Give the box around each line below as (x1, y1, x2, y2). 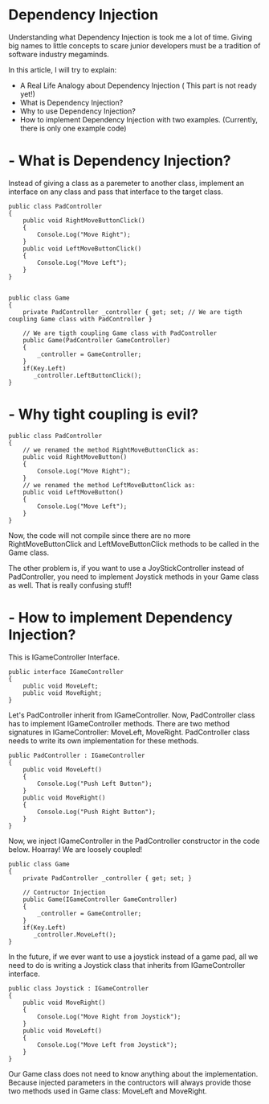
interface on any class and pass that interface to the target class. (8, 187, 223, 196)
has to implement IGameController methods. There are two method (8, 718, 230, 728)
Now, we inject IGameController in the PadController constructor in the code (8, 836, 260, 846)
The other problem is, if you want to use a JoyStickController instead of (8, 563, 245, 573)
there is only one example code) (19, 123, 127, 133)
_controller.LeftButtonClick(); (33, 371, 142, 379)
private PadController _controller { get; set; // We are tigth (22, 308, 243, 316)
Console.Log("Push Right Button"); (37, 808, 157, 816)
